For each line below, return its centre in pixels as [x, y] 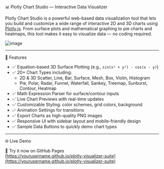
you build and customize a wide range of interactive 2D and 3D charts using [81, 23]
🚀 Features [16, 57]
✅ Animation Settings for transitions [48, 110]
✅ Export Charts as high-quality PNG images [57, 116]
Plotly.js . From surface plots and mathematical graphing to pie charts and [79, 29]
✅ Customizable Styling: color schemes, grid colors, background [77, 105]
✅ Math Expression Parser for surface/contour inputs [66, 94]
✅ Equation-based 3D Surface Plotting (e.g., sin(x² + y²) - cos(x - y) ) [85, 67]
